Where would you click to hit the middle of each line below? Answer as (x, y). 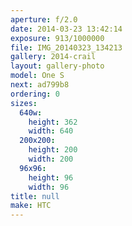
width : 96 (49, 187)
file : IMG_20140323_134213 (66, 47)
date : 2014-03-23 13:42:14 (66, 29)
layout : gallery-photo (57, 66)
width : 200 (51, 159)
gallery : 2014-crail (53, 57)
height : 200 (53, 150)
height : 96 (51, 177)
